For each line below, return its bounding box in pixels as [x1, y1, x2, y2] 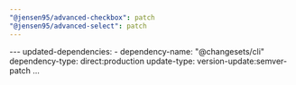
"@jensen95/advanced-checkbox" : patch [9, 13, 155, 22]
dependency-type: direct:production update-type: [9, 55, 196, 66]
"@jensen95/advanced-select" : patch [9, 21, 147, 30]
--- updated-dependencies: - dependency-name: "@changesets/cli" [9, 46, 264, 56]
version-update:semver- [197, 55, 287, 66]
